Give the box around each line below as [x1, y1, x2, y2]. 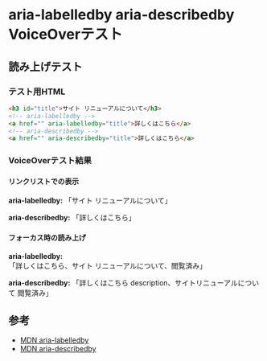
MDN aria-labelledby [19, 335, 89, 345]
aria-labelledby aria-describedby [8, 6, 235, 24]
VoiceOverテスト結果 [8, 155, 92, 166]
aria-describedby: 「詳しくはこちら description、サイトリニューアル [8, 277, 239, 287]
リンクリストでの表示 [8, 176, 79, 186]
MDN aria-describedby [19, 344, 97, 354]
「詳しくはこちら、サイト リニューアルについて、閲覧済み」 [8, 260, 207, 270]
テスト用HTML [8, 86, 66, 97]
